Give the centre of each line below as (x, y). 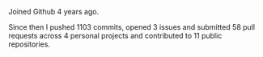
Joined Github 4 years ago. (54, 12)
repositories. (30, 44)
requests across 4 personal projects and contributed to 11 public (115, 36)
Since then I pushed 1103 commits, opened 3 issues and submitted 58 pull (132, 27)
